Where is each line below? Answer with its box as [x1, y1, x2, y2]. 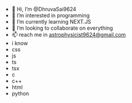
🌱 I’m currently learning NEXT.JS [11, 18, 91, 25]
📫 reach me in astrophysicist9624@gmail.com [11, 31, 126, 38]
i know [11, 40, 28, 47]
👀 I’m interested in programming [11, 12, 90, 19]
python [11, 90, 29, 97]
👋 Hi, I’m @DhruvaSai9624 [11, 6, 77, 12]
